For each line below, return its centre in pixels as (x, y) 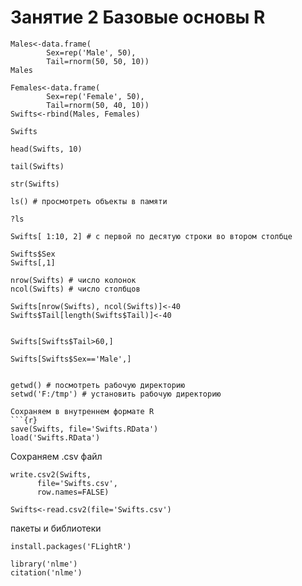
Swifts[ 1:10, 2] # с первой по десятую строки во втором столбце (151, 236)
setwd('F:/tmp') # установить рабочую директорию (116, 394)
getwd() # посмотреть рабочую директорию (98, 385)
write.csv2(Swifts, (51, 474)
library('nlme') (44, 564)
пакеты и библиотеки (56, 528)
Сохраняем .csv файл (56, 456)
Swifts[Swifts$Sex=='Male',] (71, 359)
